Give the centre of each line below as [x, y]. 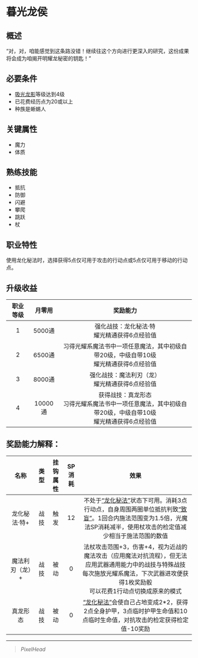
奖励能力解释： [33, 444]
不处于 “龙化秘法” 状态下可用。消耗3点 [135, 500]
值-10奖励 [135, 628]
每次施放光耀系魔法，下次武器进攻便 [133, 573]
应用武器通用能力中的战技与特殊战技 [136, 564]
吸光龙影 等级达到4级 [39, 94]
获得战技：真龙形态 [125, 395]
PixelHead [33, 649]
